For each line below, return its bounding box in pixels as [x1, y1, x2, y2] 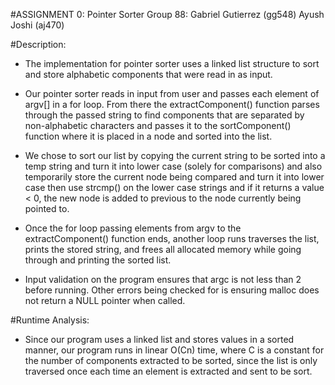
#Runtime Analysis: [10, 314, 90, 326]
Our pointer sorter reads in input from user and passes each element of [24, 88, 320, 99]
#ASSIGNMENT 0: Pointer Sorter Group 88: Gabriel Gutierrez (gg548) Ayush [10, 9, 325, 20]
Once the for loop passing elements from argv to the [24, 222, 242, 234]
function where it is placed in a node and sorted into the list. [24, 130, 273, 142]
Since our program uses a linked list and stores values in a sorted [24, 334, 295, 345]
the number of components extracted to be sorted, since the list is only [24, 355, 318, 366]
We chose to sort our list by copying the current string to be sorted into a [24, 150, 326, 161]
